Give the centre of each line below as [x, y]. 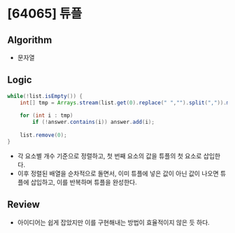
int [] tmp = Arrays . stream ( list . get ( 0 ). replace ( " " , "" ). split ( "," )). [123, 103]
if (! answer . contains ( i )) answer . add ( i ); [94, 122]
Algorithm [30, 40]
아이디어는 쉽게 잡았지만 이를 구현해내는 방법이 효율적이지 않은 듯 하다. [113, 222]
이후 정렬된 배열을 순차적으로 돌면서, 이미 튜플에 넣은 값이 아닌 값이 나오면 [118, 173]
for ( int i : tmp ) [47, 115]
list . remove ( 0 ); [44, 135]
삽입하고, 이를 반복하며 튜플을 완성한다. [84, 182]
